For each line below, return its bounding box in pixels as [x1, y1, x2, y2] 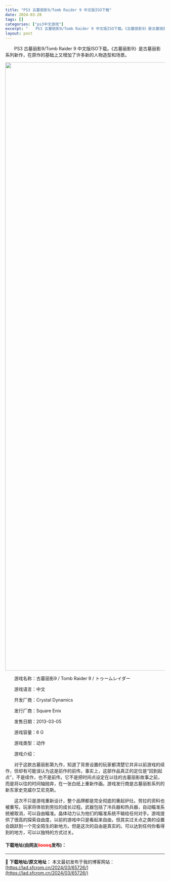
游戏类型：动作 [14, 740, 46, 746]
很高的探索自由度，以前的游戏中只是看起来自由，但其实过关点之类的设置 [14, 817, 165, 823]
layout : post [5, 31, 33, 36]
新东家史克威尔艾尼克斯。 [5, 787, 59, 793]
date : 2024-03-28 [5, 12, 42, 17]
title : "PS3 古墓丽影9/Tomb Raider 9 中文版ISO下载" [5, 7, 112, 13]
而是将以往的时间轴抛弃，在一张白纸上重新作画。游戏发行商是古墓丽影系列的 [5, 781, 165, 786]
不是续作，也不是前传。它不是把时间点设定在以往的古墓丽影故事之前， [16, 774, 163, 780]
